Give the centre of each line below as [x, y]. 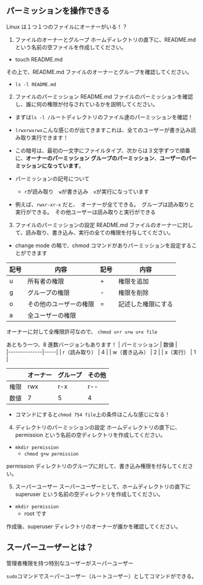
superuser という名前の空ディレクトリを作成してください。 [89, 494]
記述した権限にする [145, 304]
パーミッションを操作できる [58, 11]
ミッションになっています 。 [50, 165]
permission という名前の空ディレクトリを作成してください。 [90, 435]
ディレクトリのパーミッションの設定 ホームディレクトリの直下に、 [98, 427]
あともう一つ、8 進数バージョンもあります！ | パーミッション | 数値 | [92, 344]
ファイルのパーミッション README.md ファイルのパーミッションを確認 [104, 97]
